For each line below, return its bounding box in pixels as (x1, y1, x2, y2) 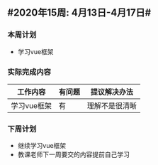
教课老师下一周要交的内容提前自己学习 (17, 150, 130, 159)
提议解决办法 (90, 87, 133, 97)
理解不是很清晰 (86, 100, 137, 110)
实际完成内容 (7, 67, 52, 77)
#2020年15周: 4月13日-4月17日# (7, 6, 152, 19)
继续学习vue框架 (17, 142, 67, 150)
